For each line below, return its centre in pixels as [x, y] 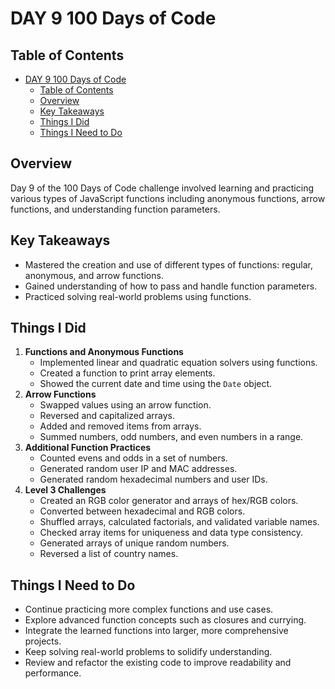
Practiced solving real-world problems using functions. [138, 296]
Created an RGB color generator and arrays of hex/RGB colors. [169, 501]
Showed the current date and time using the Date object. [156, 384]
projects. [43, 641]
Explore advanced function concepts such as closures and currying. [165, 620]
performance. [53, 673]
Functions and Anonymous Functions [104, 352]
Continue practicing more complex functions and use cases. [149, 609]
